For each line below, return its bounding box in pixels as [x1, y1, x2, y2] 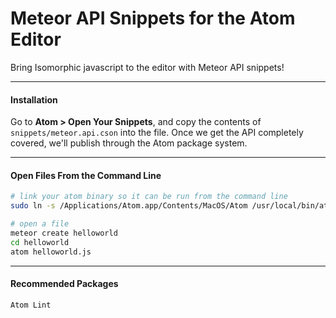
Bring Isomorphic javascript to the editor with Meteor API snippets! [10, 61, 285, 73]
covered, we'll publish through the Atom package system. [10, 137, 248, 149]
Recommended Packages [10, 278, 119, 290]
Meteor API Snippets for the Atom [10, 7, 296, 30]
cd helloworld [10, 237, 70, 247]
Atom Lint [10, 300, 52, 310]
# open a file [10, 219, 70, 229]
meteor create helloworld [10, 228, 118, 238]
